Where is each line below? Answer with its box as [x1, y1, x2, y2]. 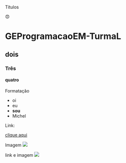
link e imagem [5, 152, 33, 158]
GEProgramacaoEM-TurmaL [5, 31, 122, 42]
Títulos [5, 4, 19, 10]
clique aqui [5, 132, 27, 138]
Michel [12, 113, 26, 119]
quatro [5, 77, 19, 83]
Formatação [5, 88, 29, 93]
